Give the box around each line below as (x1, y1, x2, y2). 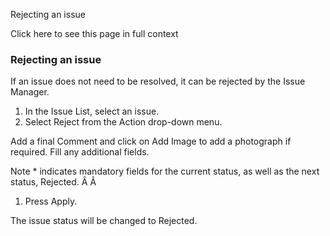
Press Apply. (24, 195, 78, 208)
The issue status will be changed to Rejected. (10, 215, 198, 227)
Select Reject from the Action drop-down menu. (24, 116, 223, 128)
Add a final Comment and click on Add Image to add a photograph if (10, 135, 292, 148)
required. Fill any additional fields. (10, 146, 150, 158)
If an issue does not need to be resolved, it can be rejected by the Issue (10, 75, 306, 88)
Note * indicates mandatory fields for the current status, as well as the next (10, 165, 320, 178)
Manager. (10, 86, 50, 98)
